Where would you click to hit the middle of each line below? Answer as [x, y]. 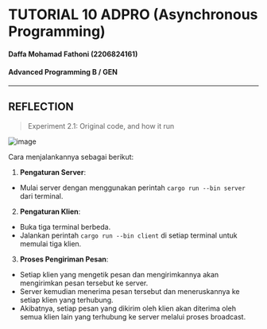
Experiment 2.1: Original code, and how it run [101, 126]
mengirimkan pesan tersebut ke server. [84, 283]
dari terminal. [41, 195]
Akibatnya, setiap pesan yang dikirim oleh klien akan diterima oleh [128, 308]
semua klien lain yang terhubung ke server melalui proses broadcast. [133, 316]
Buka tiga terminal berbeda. [65, 226]
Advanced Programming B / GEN [63, 72]
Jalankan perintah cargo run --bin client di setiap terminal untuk [129, 235]
